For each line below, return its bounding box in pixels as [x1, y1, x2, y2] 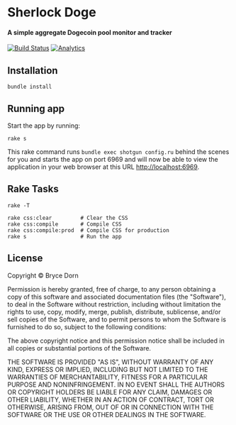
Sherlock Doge [7, 4, 97, 21]
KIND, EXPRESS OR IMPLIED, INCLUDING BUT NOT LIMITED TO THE [7, 365, 208, 373]
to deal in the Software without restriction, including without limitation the [7, 299, 221, 309]
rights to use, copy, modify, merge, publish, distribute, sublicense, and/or [7, 307, 221, 316]
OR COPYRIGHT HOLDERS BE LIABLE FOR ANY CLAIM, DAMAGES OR [7, 387, 213, 396]
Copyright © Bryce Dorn [7, 271, 79, 280]
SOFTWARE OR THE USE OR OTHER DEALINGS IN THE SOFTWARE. [7, 410, 206, 419]
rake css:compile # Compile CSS [7, 221, 122, 228]
